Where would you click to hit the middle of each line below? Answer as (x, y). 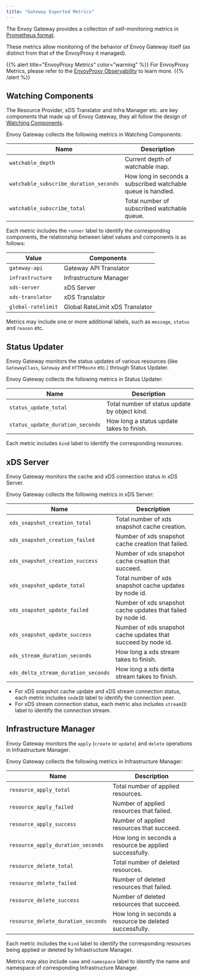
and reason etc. (25, 328)
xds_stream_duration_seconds (50, 656)
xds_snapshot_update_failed (49, 610)
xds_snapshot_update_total (47, 586)
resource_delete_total (41, 866)
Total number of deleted (146, 862)
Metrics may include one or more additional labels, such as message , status (98, 322)
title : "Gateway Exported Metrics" (50, 12)
